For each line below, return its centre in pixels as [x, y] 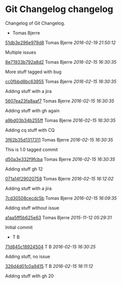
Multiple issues [21, 52]
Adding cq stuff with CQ [30, 130]
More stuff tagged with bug [33, 72]
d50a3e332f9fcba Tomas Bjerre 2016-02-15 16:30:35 [60, 159]
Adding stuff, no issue [28, 256]
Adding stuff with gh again [32, 110]
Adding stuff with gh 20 [29, 276]
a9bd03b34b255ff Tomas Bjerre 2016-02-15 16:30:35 [60, 120]
